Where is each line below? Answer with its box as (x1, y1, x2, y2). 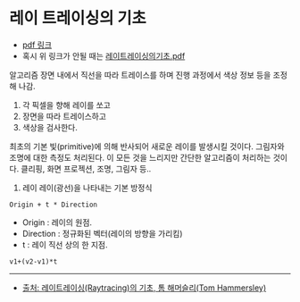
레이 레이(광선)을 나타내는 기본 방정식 (21, 182, 153, 193)
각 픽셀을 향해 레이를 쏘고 (21, 99, 112, 110)
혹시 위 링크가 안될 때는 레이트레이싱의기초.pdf (21, 50, 186, 61)
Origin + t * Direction (9, 200, 98, 209)
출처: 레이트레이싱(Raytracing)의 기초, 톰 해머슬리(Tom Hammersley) (21, 282, 267, 293)
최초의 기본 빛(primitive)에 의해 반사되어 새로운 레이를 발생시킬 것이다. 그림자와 (9, 140, 285, 152)
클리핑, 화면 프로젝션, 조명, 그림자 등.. (21, 163, 152, 174)
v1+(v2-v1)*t (9, 256, 58, 266)
